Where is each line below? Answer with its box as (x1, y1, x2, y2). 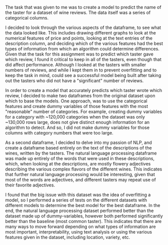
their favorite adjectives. (5, 182, 55, 188)
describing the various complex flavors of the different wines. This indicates (5, 166, 162, 172)
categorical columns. (5, 15, 49, 20)
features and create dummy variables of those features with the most (5, 103, 148, 109)
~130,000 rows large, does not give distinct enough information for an (5, 119, 150, 125)
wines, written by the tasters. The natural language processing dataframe (5, 150, 157, 156)
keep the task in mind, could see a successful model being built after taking (5, 72, 161, 78)
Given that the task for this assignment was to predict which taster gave (5, 51, 154, 57)
